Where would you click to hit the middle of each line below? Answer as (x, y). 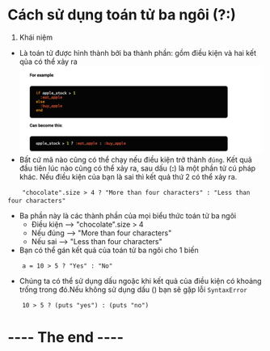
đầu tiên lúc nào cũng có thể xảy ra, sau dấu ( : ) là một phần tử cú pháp (137, 168)
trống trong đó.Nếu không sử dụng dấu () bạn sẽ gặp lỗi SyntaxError (133, 290)
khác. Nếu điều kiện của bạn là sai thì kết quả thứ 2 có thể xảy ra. (128, 176)
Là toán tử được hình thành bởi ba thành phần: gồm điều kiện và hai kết (137, 53)
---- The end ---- (66, 337)
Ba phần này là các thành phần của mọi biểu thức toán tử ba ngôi (127, 215)
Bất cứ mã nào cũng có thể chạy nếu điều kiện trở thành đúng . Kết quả (135, 159)
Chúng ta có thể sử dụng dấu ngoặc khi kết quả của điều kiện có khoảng (140, 281)
